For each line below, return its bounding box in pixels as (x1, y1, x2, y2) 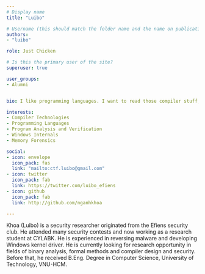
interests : (6, 109, 34, 115)
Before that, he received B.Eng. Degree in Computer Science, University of (6, 254, 194, 262)
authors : (6, 31, 29, 37)
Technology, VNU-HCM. (6, 261, 68, 268)
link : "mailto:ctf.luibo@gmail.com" (12, 166, 105, 172)
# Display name (6, 9, 45, 15)
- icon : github (6, 188, 45, 194)
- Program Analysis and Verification (6, 126, 103, 132)
